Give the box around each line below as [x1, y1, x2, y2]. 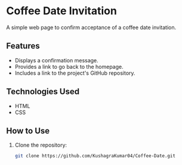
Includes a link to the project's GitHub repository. [14, 69, 135, 77]
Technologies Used [6, 87, 79, 97]
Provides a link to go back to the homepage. [14, 63, 124, 70]
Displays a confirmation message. [14, 56, 98, 64]
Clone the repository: [14, 141, 67, 149]
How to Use [6, 126, 50, 136]
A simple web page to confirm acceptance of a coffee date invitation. [6, 24, 177, 31]
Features [6, 41, 40, 51]
